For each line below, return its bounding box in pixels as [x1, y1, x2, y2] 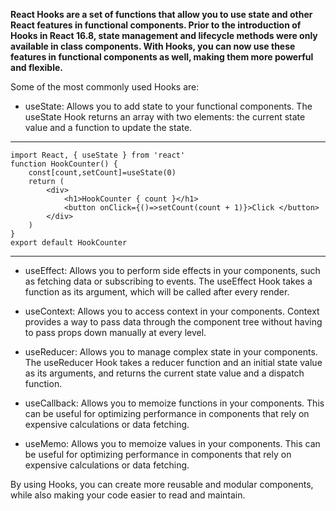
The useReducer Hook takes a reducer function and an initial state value [24, 357, 323, 368]
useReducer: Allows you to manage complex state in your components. [24, 346, 318, 358]
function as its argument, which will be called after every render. [24, 286, 290, 298]
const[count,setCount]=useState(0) [28, 168, 177, 178]
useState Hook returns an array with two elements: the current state [24, 111, 306, 123]
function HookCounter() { [10, 159, 118, 169]
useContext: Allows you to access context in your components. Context [24, 305, 320, 317]
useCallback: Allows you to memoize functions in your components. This [24, 397, 325, 409]
